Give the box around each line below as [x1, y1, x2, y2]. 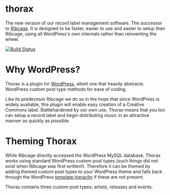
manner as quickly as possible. [5, 118, 70, 124]
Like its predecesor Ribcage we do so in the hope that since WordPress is [5, 96, 160, 102]
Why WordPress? [5, 64, 80, 75]
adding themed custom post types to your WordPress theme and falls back [5, 169, 162, 175]
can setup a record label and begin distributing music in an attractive [5, 112, 150, 118]
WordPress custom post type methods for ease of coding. [5, 86, 127, 92]
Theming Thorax [5, 135, 77, 147]
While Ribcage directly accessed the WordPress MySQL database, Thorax [5, 152, 161, 158]
